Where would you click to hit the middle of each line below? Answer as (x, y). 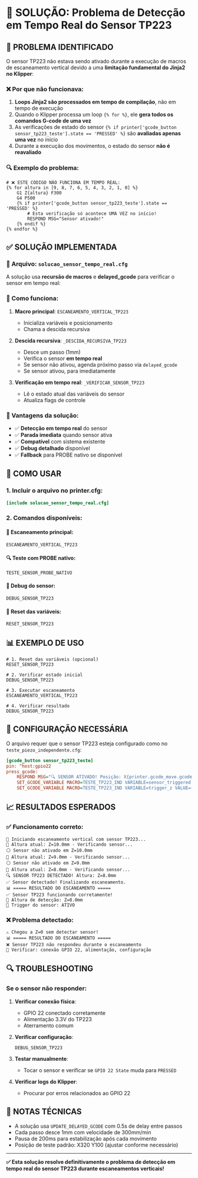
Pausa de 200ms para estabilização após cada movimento (86, 1138)
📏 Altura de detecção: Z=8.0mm (44, 900)
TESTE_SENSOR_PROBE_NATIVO (39, 573)
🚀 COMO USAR (34, 474)
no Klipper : (20, 74)
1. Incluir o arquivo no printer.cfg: (55, 491)
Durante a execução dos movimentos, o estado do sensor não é (92, 146)
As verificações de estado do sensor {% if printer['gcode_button (95, 127)
